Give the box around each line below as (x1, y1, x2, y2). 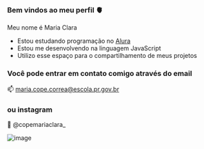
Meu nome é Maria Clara (7, 23, 77, 32)
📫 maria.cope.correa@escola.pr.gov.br (7, 85, 119, 93)
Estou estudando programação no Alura (17, 37, 131, 46)
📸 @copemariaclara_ (7, 120, 66, 128)
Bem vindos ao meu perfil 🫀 (7, 5, 103, 14)
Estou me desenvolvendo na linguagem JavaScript (17, 44, 161, 52)
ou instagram (7, 105, 53, 115)
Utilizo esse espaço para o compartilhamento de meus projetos (17, 52, 198, 60)
